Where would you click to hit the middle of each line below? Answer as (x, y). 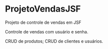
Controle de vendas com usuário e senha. (47, 32)
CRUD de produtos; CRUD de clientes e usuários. (54, 41)
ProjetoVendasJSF (43, 9)
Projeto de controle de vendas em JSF (43, 22)
